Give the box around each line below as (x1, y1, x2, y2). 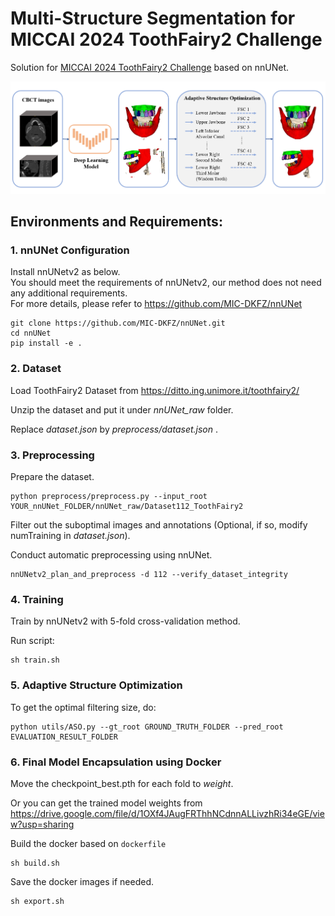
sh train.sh (10, 655, 60, 666)
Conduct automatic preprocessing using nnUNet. (10, 549, 213, 561)
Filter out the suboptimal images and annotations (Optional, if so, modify (10, 519, 308, 531)
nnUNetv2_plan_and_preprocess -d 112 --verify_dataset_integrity (10, 570, 288, 580)
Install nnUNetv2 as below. (10, 266, 121, 278)
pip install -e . (10, 338, 83, 349)
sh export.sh (10, 896, 65, 906)
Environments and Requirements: (10, 213, 223, 231)
